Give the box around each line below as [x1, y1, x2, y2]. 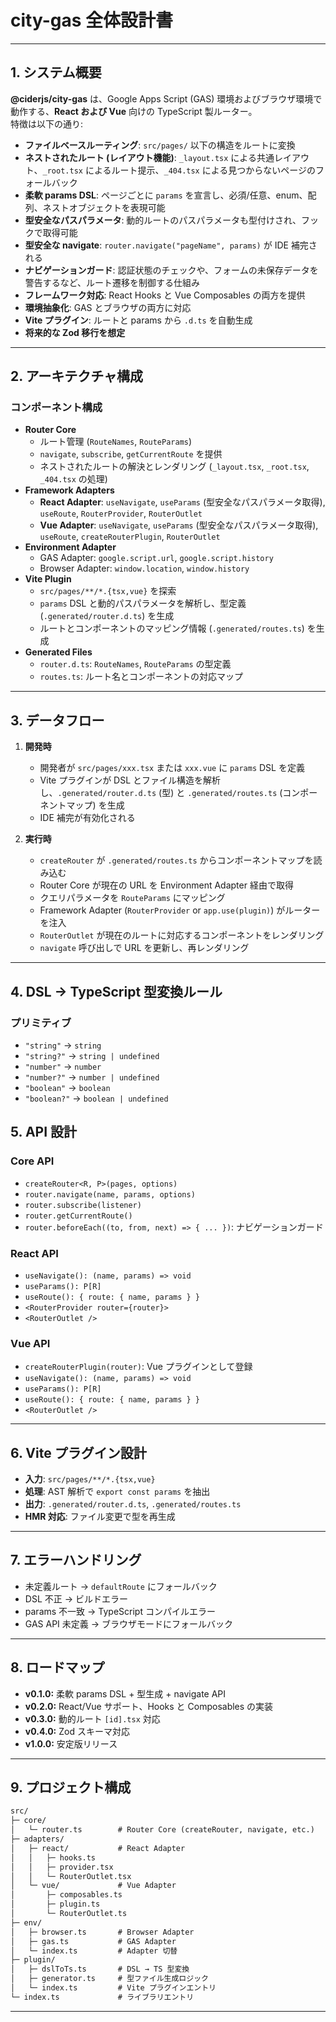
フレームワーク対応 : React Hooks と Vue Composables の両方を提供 [24, 289, 306, 301]
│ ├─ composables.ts [10, 1890, 123, 1900]
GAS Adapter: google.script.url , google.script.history [39, 552, 274, 564]
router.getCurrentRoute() [24, 1211, 133, 1221]
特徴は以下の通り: [10, 117, 84, 130]
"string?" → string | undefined [24, 1049, 160, 1061]
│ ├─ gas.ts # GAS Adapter [10, 1936, 177, 1946]
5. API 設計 [10, 1124, 78, 1141]
